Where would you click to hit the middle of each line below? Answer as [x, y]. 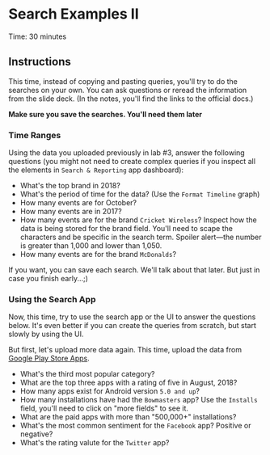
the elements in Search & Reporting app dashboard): [96, 170]
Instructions [40, 62]
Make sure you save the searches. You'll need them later [105, 114]
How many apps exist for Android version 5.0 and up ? [110, 391]
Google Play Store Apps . [49, 358]
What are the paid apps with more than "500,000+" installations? [128, 417]
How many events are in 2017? [71, 212]
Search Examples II [74, 14]
